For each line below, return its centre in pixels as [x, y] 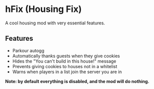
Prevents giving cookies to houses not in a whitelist [65, 66]
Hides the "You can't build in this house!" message [64, 61]
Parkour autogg [28, 50]
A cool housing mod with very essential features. [55, 23]
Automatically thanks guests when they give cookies [66, 56]
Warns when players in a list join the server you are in [67, 72]
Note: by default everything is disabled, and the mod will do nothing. [77, 81]
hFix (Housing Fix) [43, 9]
